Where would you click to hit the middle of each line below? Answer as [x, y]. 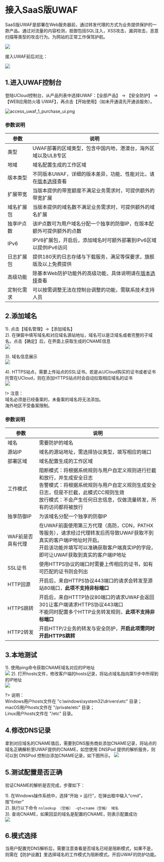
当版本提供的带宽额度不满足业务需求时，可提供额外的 [93, 191]
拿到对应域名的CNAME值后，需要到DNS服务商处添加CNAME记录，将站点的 [81, 743]
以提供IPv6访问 [50, 248]
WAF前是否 [20, 536]
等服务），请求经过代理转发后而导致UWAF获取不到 [96, 533]
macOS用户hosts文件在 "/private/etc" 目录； [50, 707]
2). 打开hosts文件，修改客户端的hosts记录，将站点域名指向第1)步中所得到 [85, 673]
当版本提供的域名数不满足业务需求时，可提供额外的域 [93, 207]
